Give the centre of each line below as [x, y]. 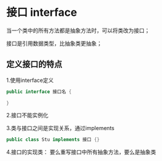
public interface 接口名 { [39, 92]
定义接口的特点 [34, 64]
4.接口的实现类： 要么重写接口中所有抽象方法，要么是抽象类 [81, 152]
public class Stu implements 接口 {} [53, 140]
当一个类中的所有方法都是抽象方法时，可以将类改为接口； [78, 30]
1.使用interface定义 [30, 80]
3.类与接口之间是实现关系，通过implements [60, 128]
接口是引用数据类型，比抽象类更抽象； [54, 43]
